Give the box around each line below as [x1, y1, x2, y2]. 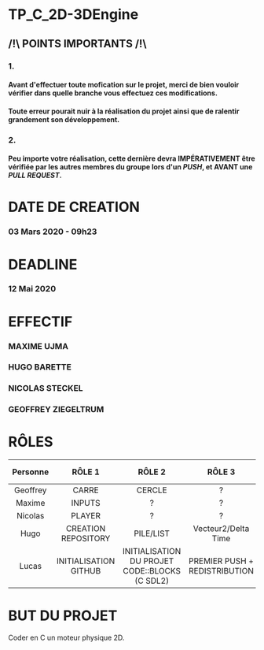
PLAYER [70, 511, 101, 522]
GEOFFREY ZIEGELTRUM [8, 404, 104, 415]
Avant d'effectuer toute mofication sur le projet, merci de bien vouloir [8, 80, 240, 90]
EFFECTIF [8, 313, 73, 330]
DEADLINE [8, 255, 78, 273]
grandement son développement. [8, 114, 120, 124]
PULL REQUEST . [8, 171, 62, 180]
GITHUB [70, 566, 101, 577]
